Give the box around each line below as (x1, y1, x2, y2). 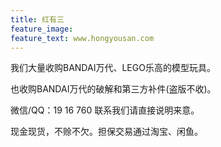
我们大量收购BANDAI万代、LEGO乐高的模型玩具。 (10, 62, 216, 74)
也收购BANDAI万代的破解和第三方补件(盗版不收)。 (10, 83, 217, 95)
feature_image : (10, 24, 74, 34)
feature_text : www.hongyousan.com (10, 33, 155, 43)
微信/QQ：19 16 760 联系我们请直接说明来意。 (10, 104, 200, 116)
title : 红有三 (10, 14, 65, 25)
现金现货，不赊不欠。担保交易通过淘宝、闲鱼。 (10, 126, 203, 138)
